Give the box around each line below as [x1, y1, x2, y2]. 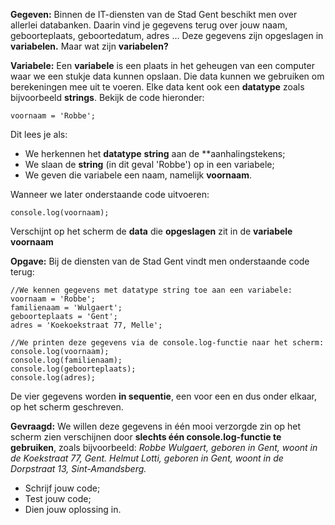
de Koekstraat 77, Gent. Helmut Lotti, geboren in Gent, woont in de [10, 452, 284, 464]
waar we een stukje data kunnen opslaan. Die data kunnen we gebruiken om [10, 70, 325, 82]
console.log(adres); [10, 373, 97, 383]
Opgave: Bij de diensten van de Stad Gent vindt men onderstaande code [10, 255, 310, 267]
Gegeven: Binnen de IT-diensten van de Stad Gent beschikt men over [10, 9, 298, 20]
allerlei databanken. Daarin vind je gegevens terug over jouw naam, [10, 19, 288, 31]
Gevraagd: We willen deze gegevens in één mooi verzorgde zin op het [10, 420, 301, 432]
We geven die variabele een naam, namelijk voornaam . [24, 169, 253, 181]
